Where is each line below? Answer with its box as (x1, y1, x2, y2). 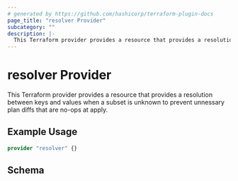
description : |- (7, 30, 55, 37)
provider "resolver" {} (7, 144, 78, 152)
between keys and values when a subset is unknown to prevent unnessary (7, 98, 225, 107)
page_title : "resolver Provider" (7, 17, 106, 24)
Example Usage (7, 126, 78, 138)
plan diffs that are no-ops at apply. (7, 105, 108, 114)
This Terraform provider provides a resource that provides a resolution (7, 90, 213, 99)
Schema (7, 164, 45, 177)
